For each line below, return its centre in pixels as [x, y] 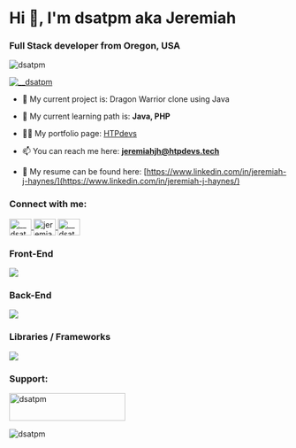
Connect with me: [48, 205]
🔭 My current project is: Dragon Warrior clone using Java [125, 99]
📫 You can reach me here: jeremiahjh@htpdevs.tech [121, 151]
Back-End [30, 295]
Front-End [31, 253]
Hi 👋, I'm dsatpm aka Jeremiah [123, 18]
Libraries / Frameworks [60, 337]
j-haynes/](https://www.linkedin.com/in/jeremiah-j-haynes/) [131, 182]
